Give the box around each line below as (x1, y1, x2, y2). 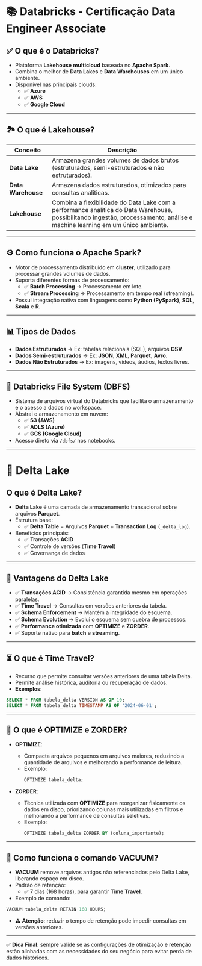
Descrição (107, 146, 138, 154)
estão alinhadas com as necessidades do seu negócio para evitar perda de (6, 947, 192, 955)
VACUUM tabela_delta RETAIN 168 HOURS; (6, 906, 106, 912)
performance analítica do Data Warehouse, (52, 205, 173, 214)
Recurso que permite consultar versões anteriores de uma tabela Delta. (14, 672, 192, 679)
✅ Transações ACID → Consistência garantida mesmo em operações (14, 589, 188, 596)
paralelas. (14, 596, 40, 603)
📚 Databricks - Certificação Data (6, 5, 176, 19)
